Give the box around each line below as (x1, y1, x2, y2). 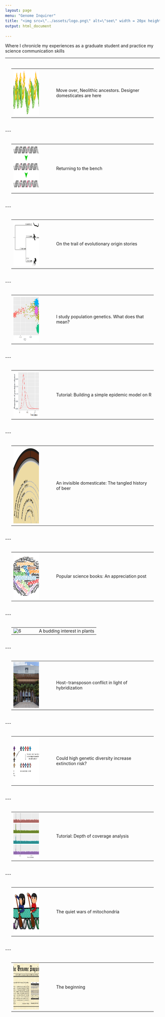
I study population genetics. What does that (56, 314, 144, 320)
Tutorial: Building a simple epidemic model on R (56, 392, 152, 398)
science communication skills (5, 48, 65, 54)
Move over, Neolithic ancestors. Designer (56, 88, 140, 93)
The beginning (56, 984, 85, 990)
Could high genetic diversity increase (56, 755, 132, 761)
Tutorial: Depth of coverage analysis (56, 833, 129, 839)
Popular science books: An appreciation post (56, 573, 147, 579)
